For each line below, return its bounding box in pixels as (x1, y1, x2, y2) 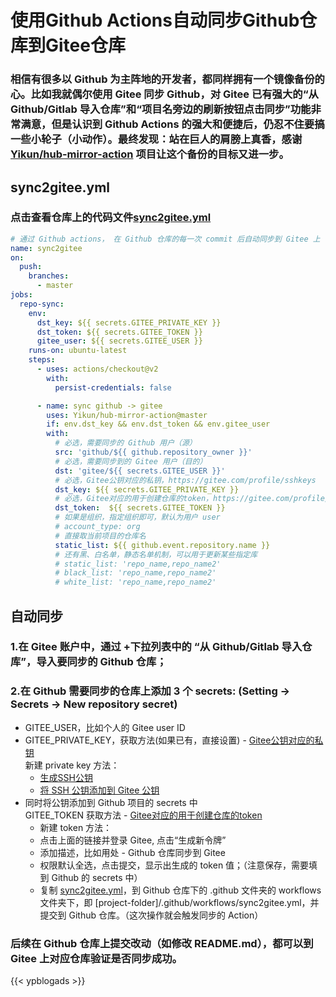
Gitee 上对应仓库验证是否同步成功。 (10, 951, 183, 965)
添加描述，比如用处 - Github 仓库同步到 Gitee (39, 846, 226, 858)
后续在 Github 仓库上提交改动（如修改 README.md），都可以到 (10, 936, 314, 950)
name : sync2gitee (10, 243, 83, 253)
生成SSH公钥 (39, 771, 93, 783)
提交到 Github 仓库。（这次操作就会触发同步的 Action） (39, 909, 264, 921)
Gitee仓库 (45, 34, 126, 57)
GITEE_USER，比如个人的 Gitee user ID (24, 721, 186, 733)
